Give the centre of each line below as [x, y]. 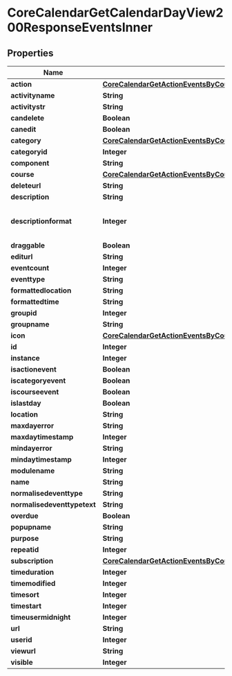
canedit [23, 129]
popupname [31, 527]
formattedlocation [41, 291]
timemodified [33, 583]
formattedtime [35, 302]
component [30, 163]
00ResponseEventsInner [80, 27]
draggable [28, 245]
